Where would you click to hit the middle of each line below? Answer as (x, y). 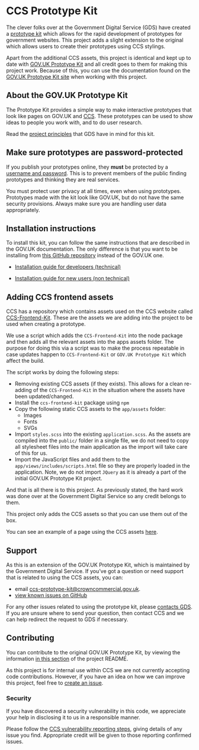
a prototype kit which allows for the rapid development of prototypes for (94, 33)
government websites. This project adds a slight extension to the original (95, 40)
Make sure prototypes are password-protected (95, 153)
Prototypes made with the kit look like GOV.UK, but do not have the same (95, 197)
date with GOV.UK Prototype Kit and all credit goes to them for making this (97, 64)
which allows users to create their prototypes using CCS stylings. (86, 46)
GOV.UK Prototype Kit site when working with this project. (77, 77)
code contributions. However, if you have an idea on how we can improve (96, 676)
